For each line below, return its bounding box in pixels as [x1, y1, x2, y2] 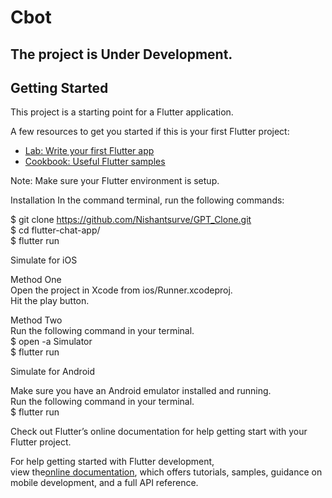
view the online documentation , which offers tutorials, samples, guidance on [10, 466, 323, 478]
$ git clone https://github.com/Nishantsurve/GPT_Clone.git [10, 214, 252, 226]
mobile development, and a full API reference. [10, 477, 199, 489]
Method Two [10, 314, 63, 326]
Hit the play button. [10, 295, 90, 307]
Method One [10, 274, 62, 286]
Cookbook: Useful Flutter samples [24, 156, 166, 168]
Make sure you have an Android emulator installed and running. [10, 385, 272, 397]
